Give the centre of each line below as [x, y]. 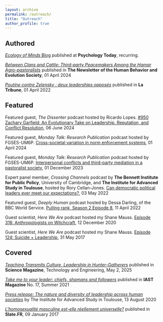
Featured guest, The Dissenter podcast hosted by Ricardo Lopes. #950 [77, 117]
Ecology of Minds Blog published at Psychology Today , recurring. [72, 55]
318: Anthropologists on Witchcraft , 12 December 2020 [61, 223]
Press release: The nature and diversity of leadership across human [74, 294]
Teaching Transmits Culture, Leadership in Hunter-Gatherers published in [80, 264]
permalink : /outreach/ [28, 14]
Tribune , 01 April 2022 [28, 90]
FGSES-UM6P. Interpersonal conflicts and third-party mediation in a [74, 162]
